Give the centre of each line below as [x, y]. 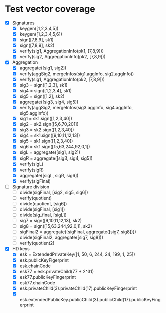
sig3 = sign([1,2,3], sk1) [44, 85]
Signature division [31, 187]
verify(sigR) [31, 170]
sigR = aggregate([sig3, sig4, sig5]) [56, 158]
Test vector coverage [50, 9]
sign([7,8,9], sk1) [36, 40]
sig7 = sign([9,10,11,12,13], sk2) [51, 221]
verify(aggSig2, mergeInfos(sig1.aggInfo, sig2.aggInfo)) [77, 74]
